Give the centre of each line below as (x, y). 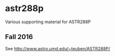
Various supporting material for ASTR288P (48, 22)
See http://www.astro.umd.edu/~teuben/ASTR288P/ (58, 48)
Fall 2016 (19, 37)
